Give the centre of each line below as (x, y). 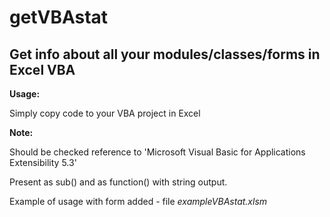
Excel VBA (42, 69)
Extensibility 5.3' (43, 162)
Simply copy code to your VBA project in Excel (105, 113)
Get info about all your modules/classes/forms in (165, 54)
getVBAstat (59, 17)
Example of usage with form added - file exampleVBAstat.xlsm (138, 201)
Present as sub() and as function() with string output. (118, 182)
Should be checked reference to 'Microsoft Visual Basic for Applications (157, 152)
